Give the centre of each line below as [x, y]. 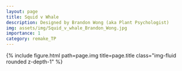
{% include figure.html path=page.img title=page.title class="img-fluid [91, 55]
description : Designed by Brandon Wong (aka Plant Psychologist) [87, 22]
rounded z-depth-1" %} [34, 62]
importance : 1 [23, 33]
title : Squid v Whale [33, 17]
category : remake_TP [31, 39]
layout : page [22, 11]
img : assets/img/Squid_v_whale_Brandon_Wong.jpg [67, 28]
